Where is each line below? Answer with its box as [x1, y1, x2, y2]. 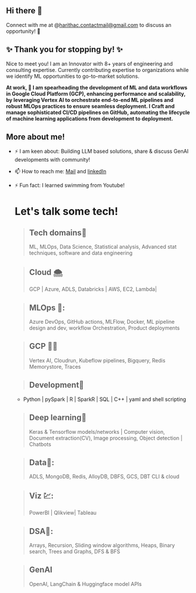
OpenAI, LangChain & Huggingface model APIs [29, 580, 142, 587]
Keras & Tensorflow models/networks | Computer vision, [29, 428, 165, 435]
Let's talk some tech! [14, 204, 118, 218]
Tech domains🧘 [29, 228, 87, 238]
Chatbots [29, 440, 51, 448]
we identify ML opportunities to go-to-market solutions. [6, 73, 140, 80]
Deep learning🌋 [29, 413, 87, 423]
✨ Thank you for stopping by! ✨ [6, 44, 123, 54]
